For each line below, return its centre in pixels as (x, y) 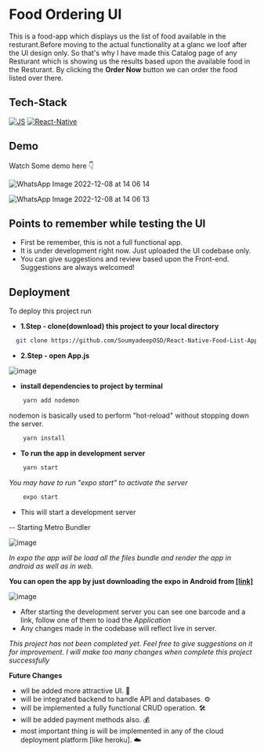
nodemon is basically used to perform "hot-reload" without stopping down (129, 415)
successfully (29, 660)
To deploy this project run (51, 311)
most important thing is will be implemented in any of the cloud (122, 731)
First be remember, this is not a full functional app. (101, 243)
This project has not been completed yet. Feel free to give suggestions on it (131, 643)
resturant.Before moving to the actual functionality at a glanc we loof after (128, 44)
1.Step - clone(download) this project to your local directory (119, 327)
